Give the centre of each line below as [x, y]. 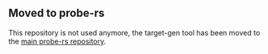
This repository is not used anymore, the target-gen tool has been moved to [134, 32]
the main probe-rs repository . [57, 41]
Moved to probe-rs [57, 13]
